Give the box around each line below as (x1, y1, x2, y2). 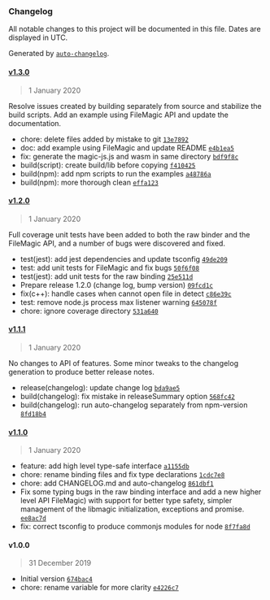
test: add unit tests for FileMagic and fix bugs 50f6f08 (20, 263, 200, 272)
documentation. (8, 118, 62, 128)
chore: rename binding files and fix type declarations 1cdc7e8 (20, 470, 225, 480)
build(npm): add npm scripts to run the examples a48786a (20, 168, 211, 178)
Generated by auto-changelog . (8, 49, 110, 59)
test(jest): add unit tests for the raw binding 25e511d (20, 271, 194, 281)
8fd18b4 (20, 410, 46, 418)
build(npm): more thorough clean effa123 (20, 177, 159, 187)
